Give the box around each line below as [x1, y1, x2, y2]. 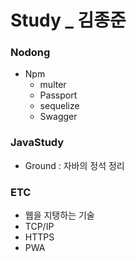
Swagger [39, 111, 78, 123]
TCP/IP [24, 221, 55, 233]
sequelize [39, 100, 80, 112]
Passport [39, 89, 78, 101]
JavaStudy [10, 136, 65, 150]
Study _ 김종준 [10, 9, 127, 32]
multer [39, 79, 67, 91]
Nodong [10, 46, 51, 60]
